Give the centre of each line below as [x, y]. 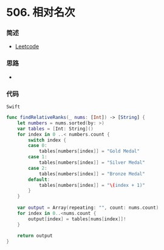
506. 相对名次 [41, 12]
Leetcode [27, 47]
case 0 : [38, 146]
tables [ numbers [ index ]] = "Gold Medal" [89, 151]
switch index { [47, 140]
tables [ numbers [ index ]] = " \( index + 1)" [92, 185]
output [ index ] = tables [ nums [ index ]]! [77, 219]
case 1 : [38, 157]
